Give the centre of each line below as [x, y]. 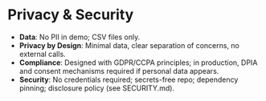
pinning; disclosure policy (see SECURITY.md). [96, 88]
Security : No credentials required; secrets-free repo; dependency [129, 79]
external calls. [42, 54]
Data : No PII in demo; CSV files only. [80, 37]
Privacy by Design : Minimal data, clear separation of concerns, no [129, 45]
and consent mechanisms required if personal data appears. [119, 71]
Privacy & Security [71, 15]
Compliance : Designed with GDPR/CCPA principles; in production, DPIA [138, 63]
